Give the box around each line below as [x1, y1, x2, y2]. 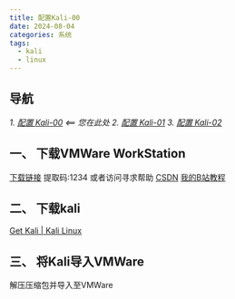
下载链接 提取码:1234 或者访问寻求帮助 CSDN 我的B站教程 [9, 171, 226, 182]
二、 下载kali [9, 201, 81, 217]
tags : [9, 38, 30, 48]
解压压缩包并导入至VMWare [9, 280, 113, 291]
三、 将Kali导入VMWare [9, 254, 145, 269]
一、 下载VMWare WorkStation [9, 146, 186, 161]
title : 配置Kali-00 [9, 13, 81, 23]
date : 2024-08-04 [9, 22, 75, 31]
